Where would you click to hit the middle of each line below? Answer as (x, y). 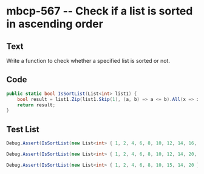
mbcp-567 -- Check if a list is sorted (100, 11)
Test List (23, 129)
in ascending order (55, 24)
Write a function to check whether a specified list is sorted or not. (88, 61)
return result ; (36, 105)
